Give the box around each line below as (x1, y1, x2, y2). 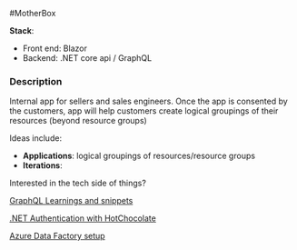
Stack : (9, 25, 35, 35)
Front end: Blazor (22, 43, 88, 54)
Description (9, 75, 63, 87)
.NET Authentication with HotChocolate (9, 213, 156, 224)
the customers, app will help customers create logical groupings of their (9, 105, 279, 116)
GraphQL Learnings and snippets (9, 195, 134, 206)
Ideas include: (9, 133, 62, 144)
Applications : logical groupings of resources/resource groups (22, 150, 256, 162)
